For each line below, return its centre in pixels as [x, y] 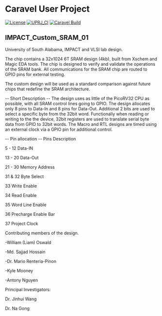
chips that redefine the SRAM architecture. [48, 89]
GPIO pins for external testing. [35, 74]
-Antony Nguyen [22, 280]
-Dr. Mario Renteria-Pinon [31, 261]
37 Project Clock [22, 223]
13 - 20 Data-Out [22, 158]
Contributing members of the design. [42, 233]
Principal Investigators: [28, 289]
